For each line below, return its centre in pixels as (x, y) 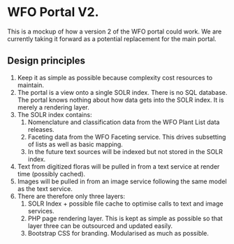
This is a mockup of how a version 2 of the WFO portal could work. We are (115, 31)
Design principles (46, 61)
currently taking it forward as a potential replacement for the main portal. (112, 38)
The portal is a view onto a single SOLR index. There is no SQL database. (122, 92)
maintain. (30, 85)
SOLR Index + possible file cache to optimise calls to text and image (125, 204)
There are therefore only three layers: (71, 196)
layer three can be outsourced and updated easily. (100, 226)
